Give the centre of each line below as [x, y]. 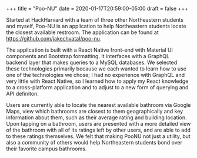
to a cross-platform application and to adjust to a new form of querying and [97, 87]
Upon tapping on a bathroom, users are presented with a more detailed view [98, 124]
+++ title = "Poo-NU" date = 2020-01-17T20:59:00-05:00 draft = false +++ [97, 9]
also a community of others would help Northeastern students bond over [94, 142]
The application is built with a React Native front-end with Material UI [90, 50]
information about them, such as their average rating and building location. [96, 117]
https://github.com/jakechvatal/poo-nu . [54, 38]
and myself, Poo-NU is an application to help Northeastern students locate [96, 26]
